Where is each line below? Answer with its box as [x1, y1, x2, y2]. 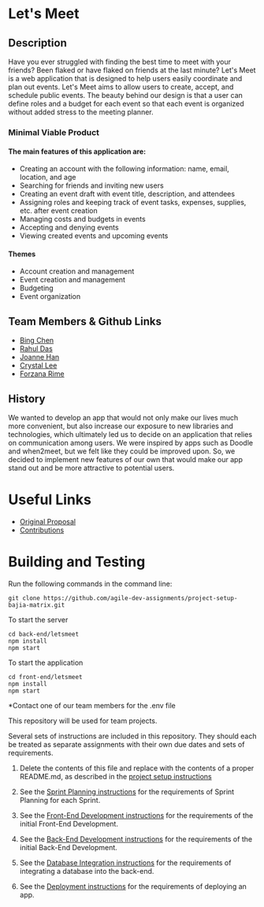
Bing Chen [19, 336, 54, 345]
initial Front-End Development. [19, 819, 118, 828]
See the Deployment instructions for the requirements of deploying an [19, 881, 247, 891]
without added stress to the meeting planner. [8, 107, 154, 117]
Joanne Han [19, 353, 60, 362]
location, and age [19, 173, 76, 182]
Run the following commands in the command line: [8, 579, 173, 588]
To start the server [8, 614, 69, 624]
